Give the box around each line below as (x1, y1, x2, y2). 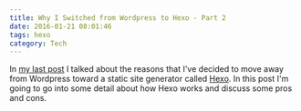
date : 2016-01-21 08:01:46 (9, 22, 112, 31)
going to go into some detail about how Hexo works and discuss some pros (9, 83, 293, 94)
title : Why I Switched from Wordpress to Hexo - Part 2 (9, 13, 226, 23)
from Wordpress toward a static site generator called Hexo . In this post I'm (9, 74, 289, 85)
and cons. (9, 93, 47, 104)
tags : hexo (9, 30, 51, 39)
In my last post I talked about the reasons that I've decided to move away (9, 64, 285, 75)
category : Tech (9, 38, 67, 48)
